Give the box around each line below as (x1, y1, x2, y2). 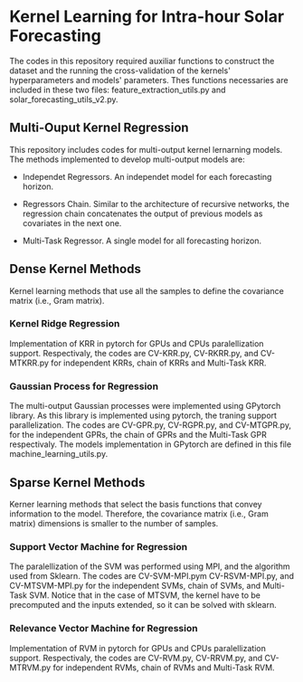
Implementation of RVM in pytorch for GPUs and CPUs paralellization (9, 642, 267, 653)
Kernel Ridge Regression (9, 317, 120, 330)
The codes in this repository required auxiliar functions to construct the (9, 55, 275, 66)
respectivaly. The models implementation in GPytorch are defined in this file (9, 439, 292, 450)
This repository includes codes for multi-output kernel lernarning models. (9, 144, 283, 155)
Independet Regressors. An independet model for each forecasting (22, 171, 272, 182)
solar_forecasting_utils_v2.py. (9, 93, 118, 105)
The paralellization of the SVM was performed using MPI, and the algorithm (9, 561, 291, 572)
